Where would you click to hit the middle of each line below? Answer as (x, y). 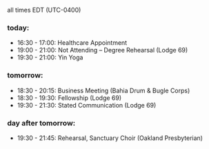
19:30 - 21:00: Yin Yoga (50, 57)
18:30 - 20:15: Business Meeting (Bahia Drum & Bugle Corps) (103, 90)
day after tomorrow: (41, 123)
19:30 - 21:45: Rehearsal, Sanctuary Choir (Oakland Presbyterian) (110, 138)
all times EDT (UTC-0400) (44, 10)
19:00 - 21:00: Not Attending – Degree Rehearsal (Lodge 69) (102, 50)
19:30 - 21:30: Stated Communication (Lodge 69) (87, 105)
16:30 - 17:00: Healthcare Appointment (72, 43)
